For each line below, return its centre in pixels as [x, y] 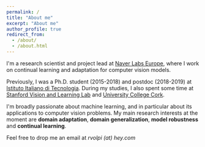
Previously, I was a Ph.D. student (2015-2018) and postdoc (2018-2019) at [99, 81]
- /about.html [30, 46]
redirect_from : [26, 35]
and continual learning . [36, 126]
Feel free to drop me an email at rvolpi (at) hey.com [71, 137]
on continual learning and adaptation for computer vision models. [89, 70]
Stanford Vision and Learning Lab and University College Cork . [86, 95]
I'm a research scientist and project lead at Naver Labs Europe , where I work [103, 63]
